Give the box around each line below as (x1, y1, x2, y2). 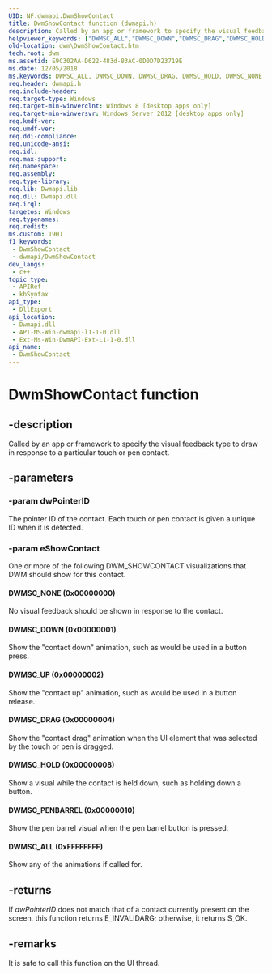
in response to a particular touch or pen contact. (8, 448, 170, 457)
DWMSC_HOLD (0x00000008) (8, 760, 115, 770)
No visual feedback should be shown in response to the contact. (8, 606, 223, 616)
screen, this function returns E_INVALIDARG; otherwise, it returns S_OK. (8, 913, 248, 923)
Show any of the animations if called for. (8, 860, 143, 870)
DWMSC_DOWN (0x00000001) (8, 624, 117, 634)
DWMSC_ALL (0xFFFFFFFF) (8, 841, 104, 851)
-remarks (8, 937, 57, 951)
